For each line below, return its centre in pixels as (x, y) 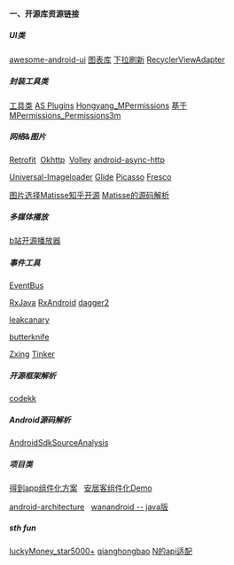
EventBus (27, 286)
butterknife (29, 337)
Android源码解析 (40, 420)
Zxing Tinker (32, 354)
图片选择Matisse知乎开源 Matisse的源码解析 (90, 195)
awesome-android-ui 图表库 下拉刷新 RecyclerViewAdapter (117, 59)
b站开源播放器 (35, 241)
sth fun (23, 528)
